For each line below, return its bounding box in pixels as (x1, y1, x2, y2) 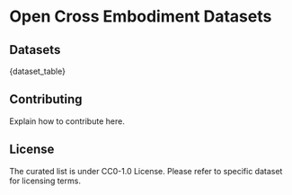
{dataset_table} (9, 66, 66, 76)
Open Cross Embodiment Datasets (9, 6, 272, 27)
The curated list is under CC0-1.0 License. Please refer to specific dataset (9, 165, 283, 176)
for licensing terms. (9, 175, 81, 186)
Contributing (9, 92, 83, 107)
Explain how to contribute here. (9, 115, 126, 127)
